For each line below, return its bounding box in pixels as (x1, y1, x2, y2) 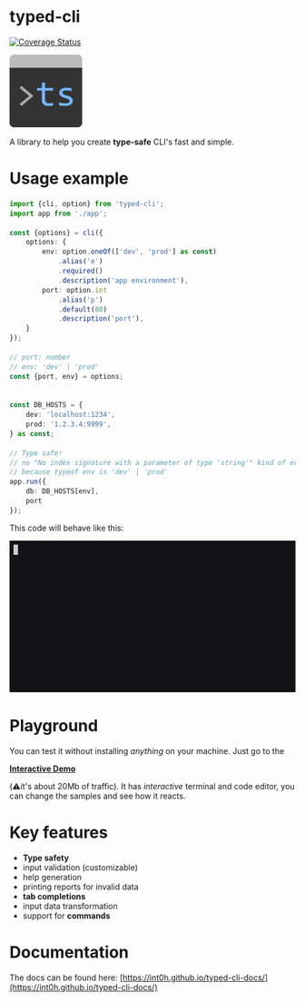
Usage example (9, 168, 129, 189)
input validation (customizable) (22, 861, 139, 873)
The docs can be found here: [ (9, 972, 123, 983)
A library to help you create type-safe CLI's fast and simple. (9, 136, 234, 147)
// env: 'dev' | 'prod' (9, 362, 100, 372)
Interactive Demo (9, 763, 76, 774)
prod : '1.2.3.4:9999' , (25, 420, 112, 429)
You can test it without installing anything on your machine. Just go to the (9, 745, 285, 756)
